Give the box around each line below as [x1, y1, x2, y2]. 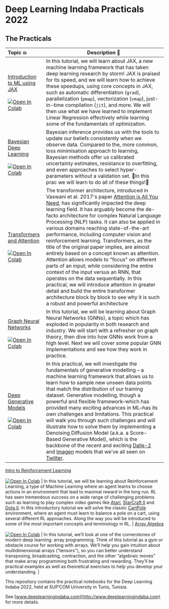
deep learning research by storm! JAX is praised [46, 70, 160, 77]
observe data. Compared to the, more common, [46, 141, 158, 148]
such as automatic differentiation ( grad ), [46, 89, 141, 96]
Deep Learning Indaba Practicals [5, 4, 144, 15]
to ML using [8, 79, 36, 86]
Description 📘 [87, 49, 121, 56]
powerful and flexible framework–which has [46, 398, 149, 405]
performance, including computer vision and [46, 231, 151, 238]
